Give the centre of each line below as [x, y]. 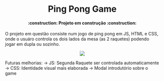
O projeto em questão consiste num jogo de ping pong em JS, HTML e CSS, [82, 34]
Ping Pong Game [82, 9]
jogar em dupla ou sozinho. [33, 44]
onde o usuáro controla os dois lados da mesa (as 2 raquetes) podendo [77, 39]
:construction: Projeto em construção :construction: [82, 23]
